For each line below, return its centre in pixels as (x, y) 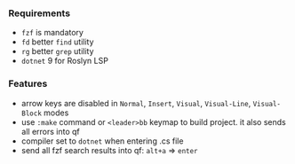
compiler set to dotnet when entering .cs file (102, 141)
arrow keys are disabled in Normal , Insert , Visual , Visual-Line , (136, 103)
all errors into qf (51, 131)
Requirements (40, 13)
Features (28, 84)
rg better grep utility (57, 51)
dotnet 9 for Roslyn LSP (64, 61)
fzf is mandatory (52, 33)
